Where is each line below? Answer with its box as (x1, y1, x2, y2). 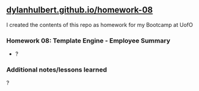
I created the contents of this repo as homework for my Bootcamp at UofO (6, 21, 194, 28)
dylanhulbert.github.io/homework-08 (6, 5, 153, 15)
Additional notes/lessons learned (6, 65, 107, 74)
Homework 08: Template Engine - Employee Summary (6, 36, 171, 45)
